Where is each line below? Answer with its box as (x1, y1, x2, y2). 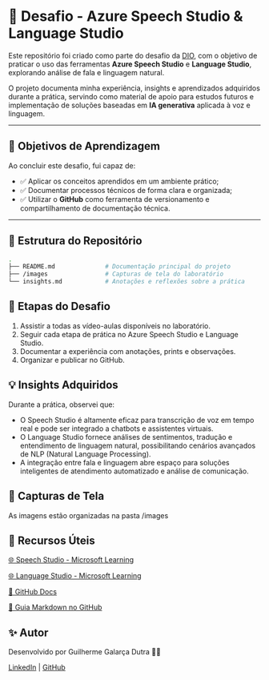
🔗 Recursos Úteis (8, 533, 95, 547)
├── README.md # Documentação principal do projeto (8, 263, 231, 271)
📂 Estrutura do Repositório (8, 234, 143, 247)
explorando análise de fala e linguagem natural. (8, 67, 165, 77)
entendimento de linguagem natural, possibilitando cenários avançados (19, 441, 256, 450)
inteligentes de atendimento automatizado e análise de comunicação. (19, 466, 250, 476)
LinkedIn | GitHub (8, 662, 66, 672)
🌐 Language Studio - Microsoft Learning (8, 571, 142, 581)
